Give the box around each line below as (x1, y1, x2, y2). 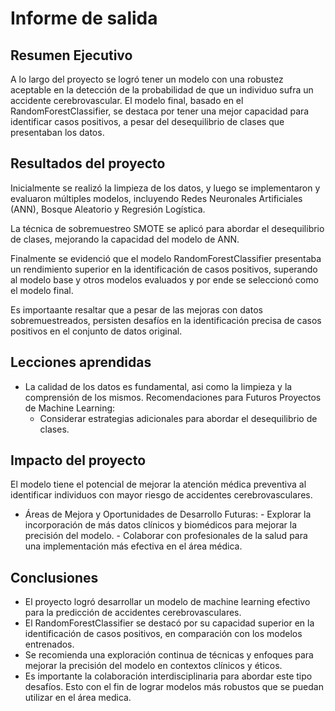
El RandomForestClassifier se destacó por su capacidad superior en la (24, 617, 315, 629)
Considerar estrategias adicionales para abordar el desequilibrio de (39, 412, 318, 424)
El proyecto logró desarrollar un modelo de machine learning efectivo (24, 596, 311, 608)
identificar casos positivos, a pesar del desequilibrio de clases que (10, 116, 285, 127)
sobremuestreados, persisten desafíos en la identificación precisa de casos (10, 314, 322, 326)
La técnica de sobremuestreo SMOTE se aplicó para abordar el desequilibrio (10, 222, 325, 234)
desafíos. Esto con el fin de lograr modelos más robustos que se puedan (24, 681, 324, 693)
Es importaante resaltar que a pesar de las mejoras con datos (10, 303, 263, 316)
